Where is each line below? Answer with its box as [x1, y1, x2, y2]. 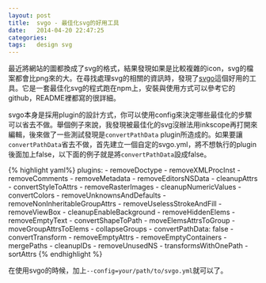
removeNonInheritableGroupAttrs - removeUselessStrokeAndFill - [8, 199, 222, 209]
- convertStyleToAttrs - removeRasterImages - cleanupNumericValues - [8, 183, 241, 192]
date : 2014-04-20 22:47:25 [8, 26, 104, 34]
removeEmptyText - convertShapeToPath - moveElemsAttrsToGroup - [8, 216, 236, 225]
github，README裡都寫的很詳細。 [8, 93, 120, 103]
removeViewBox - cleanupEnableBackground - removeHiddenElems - [8, 207, 236, 217]
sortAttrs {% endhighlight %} [8, 250, 103, 259]
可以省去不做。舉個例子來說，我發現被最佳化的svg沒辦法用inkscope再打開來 [8, 120, 258, 130]
